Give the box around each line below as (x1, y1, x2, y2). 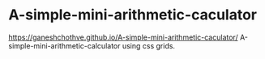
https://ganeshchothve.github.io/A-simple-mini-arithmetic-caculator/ (8, 32, 238, 42)
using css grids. (122, 40, 176, 50)
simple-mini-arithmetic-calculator (8, 40, 121, 50)
